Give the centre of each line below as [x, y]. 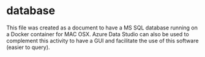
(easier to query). [28, 47]
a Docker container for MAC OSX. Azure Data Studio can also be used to [98, 34]
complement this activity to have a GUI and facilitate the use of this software [102, 40]
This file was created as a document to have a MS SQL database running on [102, 28]
